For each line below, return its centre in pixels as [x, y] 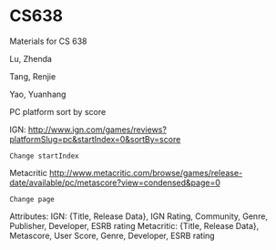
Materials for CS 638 [49, 41]
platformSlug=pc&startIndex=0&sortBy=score [95, 139]
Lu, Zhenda [31, 58]
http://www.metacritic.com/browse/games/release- [146, 172]
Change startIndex [44, 156]
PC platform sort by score [58, 111]
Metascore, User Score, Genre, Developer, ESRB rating [112, 235]
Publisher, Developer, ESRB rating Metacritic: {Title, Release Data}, [134, 225]
